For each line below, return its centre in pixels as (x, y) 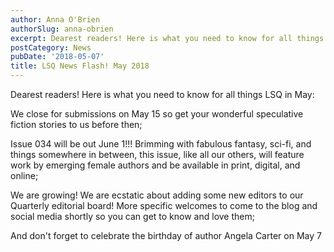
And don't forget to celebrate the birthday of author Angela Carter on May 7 (166, 235)
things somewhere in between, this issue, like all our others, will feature (157, 154)
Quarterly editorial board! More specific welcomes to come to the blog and (164, 205)
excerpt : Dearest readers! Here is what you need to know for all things (167, 38)
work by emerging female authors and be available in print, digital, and (155, 165)
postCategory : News (51, 47)
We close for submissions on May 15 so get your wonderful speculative (157, 114)
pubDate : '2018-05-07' (57, 57)
